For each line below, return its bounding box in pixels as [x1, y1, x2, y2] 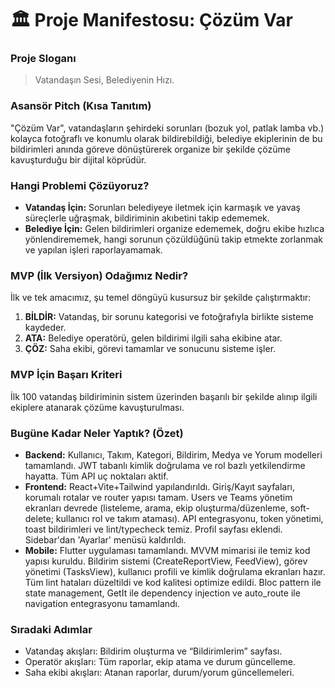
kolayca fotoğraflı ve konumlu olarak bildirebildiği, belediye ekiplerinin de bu [10, 132, 323, 144]
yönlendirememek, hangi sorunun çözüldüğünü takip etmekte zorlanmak [24, 233, 323, 246]
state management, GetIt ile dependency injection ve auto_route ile [24, 587, 301, 599]
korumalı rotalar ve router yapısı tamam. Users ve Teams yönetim [24, 491, 293, 503]
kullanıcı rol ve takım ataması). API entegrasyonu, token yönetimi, [55, 512, 324, 524]
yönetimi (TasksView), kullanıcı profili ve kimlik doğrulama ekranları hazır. [24, 565, 326, 577]
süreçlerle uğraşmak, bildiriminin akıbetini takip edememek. [24, 212, 270, 224]
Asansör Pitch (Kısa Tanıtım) [10, 99, 152, 113]
